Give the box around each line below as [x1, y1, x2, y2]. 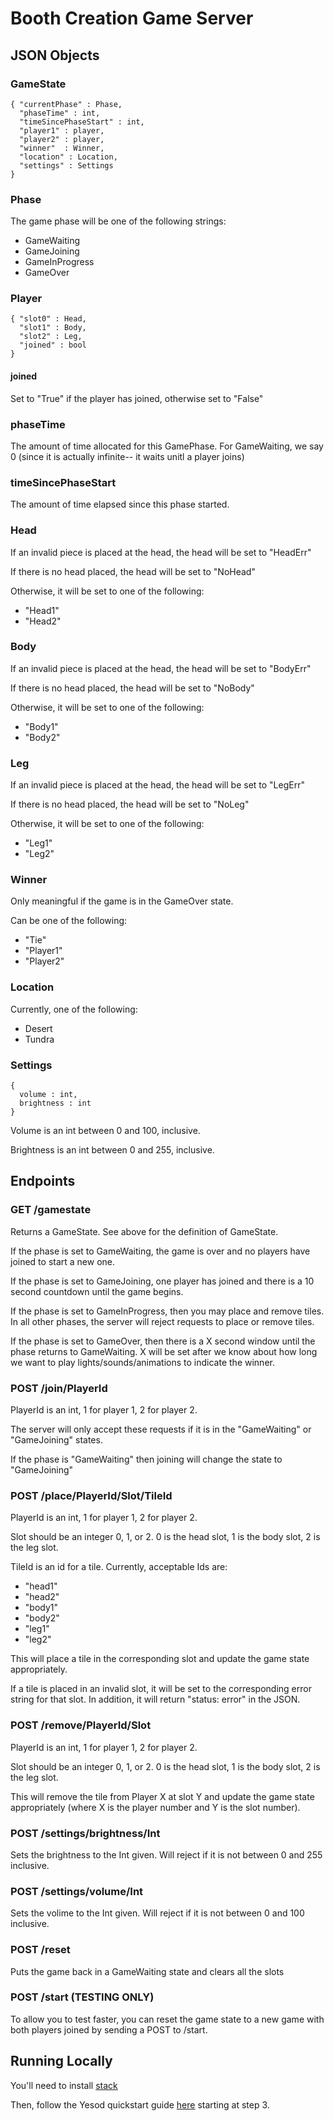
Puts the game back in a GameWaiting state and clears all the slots [10, 1965, 285, 1977]
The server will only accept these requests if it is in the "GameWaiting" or [10, 1423, 312, 1436]
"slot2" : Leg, [19, 332, 83, 342]
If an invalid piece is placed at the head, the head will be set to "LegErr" [10, 779, 305, 791]
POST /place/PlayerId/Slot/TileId [10, 1488, 173, 1502]
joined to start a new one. [10, 1255, 116, 1267]
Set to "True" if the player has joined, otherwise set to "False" [10, 392, 264, 404]
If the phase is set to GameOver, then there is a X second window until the [10, 1335, 316, 1347]
